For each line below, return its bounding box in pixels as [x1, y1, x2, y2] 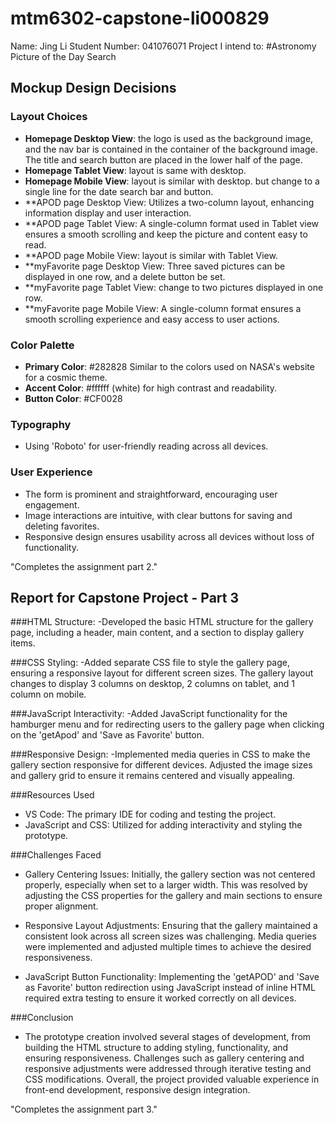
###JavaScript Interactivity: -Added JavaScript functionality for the [10, 708, 288, 720]
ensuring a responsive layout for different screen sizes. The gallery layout [10, 667, 314, 679]
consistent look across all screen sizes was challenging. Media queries [24, 930, 317, 942]
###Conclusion [10, 1012, 74, 1024]
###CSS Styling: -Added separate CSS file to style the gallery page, [10, 657, 290, 669]
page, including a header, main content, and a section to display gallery [10, 627, 305, 639]
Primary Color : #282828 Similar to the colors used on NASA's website [24, 360, 315, 372]
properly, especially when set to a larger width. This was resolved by [24, 879, 308, 891]
